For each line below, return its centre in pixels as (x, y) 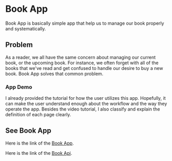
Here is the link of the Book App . (40, 143)
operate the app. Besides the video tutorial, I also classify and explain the (83, 109)
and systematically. (26, 28)
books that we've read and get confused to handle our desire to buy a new (84, 68)
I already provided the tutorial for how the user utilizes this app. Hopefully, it (85, 98)
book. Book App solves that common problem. (54, 74)
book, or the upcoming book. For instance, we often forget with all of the (82, 63)
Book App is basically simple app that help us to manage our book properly (85, 23)
